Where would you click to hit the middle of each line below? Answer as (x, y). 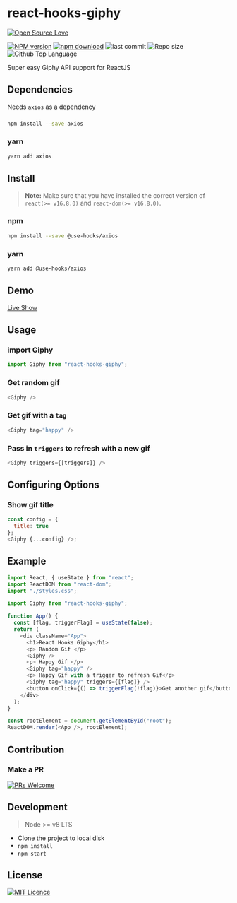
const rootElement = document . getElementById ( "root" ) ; (90, 721)
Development (38, 807)
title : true (31, 526)
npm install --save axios (45, 124)
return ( (26, 630)
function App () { (33, 616)
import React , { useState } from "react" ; (71, 577)
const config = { (33, 520)
